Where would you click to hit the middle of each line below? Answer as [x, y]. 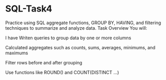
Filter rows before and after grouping [44, 62]
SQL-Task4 [29, 9]
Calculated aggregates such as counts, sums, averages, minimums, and [80, 47]
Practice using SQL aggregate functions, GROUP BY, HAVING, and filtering [83, 23]
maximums [17, 53]
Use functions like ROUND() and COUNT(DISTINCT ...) [62, 72]
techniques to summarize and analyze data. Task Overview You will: [76, 28]
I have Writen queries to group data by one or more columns [68, 38]
